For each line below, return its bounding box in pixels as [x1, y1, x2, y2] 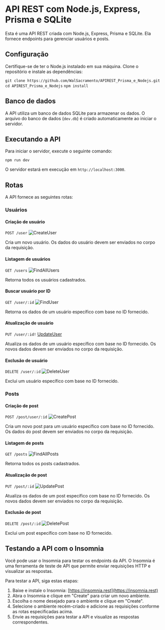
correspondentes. [12, 619, 49, 625]
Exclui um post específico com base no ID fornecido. [5, 530, 113, 536]
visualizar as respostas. [5, 568, 53, 574]
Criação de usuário [5, 218, 45, 224]
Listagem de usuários [5, 256, 51, 262]
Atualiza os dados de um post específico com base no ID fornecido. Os [5, 492, 150, 498]
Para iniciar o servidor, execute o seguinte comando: [5, 148, 113, 154]
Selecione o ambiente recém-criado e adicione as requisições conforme [12, 603, 160, 609]
